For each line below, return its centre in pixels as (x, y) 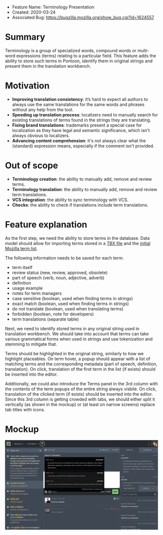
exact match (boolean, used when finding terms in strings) (71, 304)
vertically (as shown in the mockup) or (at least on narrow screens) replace (80, 404)
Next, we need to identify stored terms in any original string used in (72, 328)
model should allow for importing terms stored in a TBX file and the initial (78, 243)
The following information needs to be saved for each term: (64, 258)
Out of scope (32, 166)
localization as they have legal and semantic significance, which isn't (81, 130)
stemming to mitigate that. (31, 344)
